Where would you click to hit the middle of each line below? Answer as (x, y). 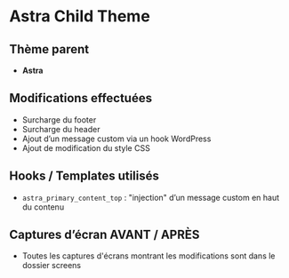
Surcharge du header (61, 129)
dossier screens (52, 266)
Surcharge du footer (59, 119)
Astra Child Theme (80, 16)
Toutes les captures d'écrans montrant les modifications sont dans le (149, 256)
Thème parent (49, 49)
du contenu (43, 207)
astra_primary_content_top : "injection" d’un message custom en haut (151, 197)
